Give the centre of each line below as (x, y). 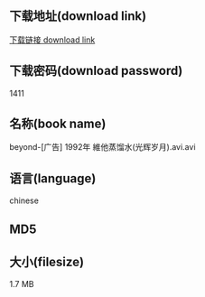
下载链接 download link (52, 40)
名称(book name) (58, 124)
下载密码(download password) (96, 71)
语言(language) (53, 178)
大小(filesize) (47, 262)
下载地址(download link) (78, 16)
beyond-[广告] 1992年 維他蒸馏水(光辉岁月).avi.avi (102, 147)
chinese (24, 200)
